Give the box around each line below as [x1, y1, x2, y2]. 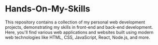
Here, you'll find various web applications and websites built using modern [5, 29, 154, 35]
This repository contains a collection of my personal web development [5, 19, 145, 25]
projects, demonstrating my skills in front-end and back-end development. [5, 24, 153, 30]
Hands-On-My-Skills [5, 3, 90, 14]
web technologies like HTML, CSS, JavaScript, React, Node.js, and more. [5, 34, 150, 40]
